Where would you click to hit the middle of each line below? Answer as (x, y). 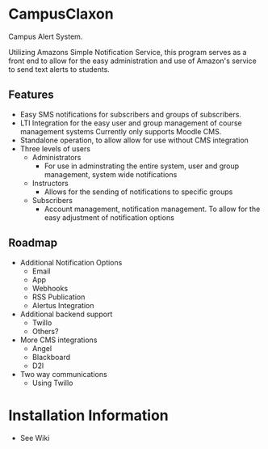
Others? (45, 331)
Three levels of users (55, 148)
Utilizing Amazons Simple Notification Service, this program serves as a (128, 52)
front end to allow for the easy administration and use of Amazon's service (132, 61)
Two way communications (63, 374)
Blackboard (51, 357)
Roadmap (33, 243)
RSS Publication (59, 297)
